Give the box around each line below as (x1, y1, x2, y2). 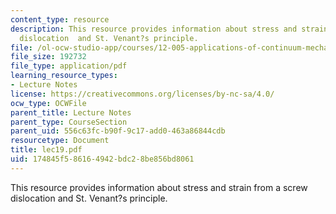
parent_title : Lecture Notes (10, 107, 132, 118)
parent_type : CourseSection (10, 117, 128, 127)
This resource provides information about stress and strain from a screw (10, 181, 308, 193)
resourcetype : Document (10, 136, 110, 146)
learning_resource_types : (10, 71, 118, 81)
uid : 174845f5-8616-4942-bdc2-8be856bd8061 (10, 154, 195, 164)
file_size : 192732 (10, 52, 87, 62)
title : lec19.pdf (10, 145, 83, 155)
